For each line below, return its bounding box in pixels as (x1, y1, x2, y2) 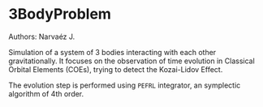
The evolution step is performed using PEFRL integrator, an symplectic (8, 80, 241, 90)
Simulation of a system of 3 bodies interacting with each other (8, 47, 217, 57)
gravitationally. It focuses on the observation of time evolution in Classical (8, 56, 256, 66)
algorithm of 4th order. (8, 88, 84, 98)
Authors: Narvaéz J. (8, 32, 75, 41)
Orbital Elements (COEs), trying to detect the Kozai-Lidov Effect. (8, 64, 223, 74)
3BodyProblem (8, 5, 112, 24)
